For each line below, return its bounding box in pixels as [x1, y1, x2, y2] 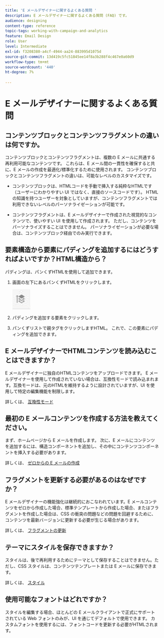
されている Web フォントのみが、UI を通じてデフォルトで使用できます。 [5, 615, 150, 621]
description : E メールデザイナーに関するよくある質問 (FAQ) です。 [5, 13, 129, 18]
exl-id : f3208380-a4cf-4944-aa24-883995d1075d [5, 49, 102, 54]
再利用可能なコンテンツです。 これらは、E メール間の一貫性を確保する [5, 160, 146, 166]
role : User [5, 39, 27, 44]
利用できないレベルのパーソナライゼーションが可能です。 [12, 201, 128, 207]
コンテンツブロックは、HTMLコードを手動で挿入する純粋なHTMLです [12, 183, 152, 189]
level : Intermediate [5, 44, 47, 49]
